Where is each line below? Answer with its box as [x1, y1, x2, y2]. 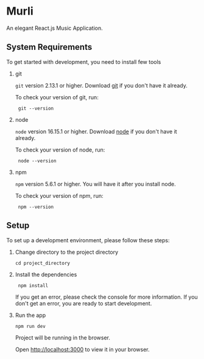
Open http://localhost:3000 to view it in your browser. [15, 346, 150, 353]
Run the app [15, 312, 46, 319]
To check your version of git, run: [15, 93, 99, 101]
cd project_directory [15, 260, 70, 266]
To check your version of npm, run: [15, 192, 104, 199]
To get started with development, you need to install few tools [6, 58, 161, 65]
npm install [18, 282, 49, 288]
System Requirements [6, 42, 93, 52]
